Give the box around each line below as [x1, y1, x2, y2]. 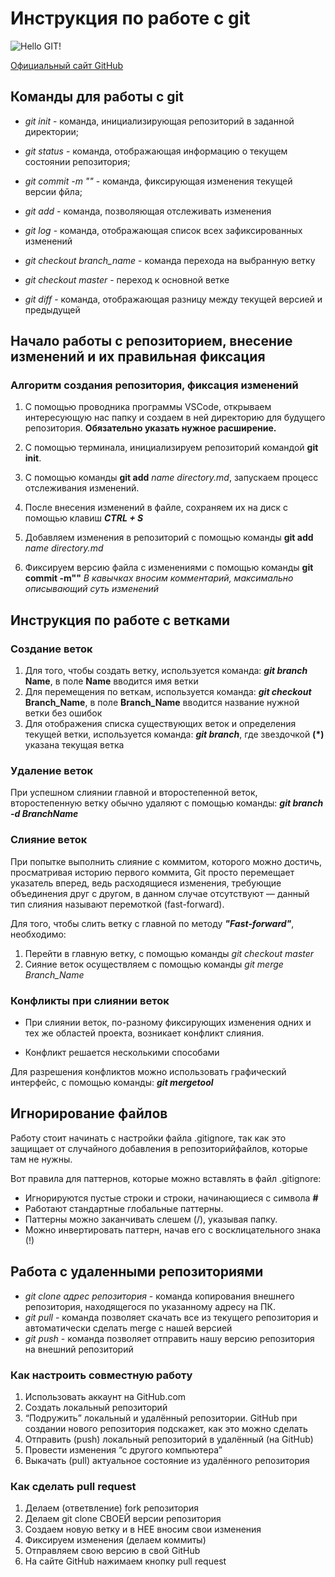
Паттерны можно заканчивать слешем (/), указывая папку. [24, 1213, 278, 1225]
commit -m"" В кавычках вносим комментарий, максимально [24, 572, 294, 584]
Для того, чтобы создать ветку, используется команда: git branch [24, 665, 308, 677]
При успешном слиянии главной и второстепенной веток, [10, 787, 258, 799]
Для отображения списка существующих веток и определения [24, 718, 297, 730]
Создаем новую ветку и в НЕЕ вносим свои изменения [24, 1523, 262, 1536]
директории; [24, 125, 80, 137]
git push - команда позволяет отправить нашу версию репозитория [24, 1332, 315, 1344]
